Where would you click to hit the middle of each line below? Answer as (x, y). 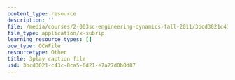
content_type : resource (42, 14)
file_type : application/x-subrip (56, 33)
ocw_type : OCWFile (34, 46)
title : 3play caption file (47, 59)
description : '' (31, 20)
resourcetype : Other (37, 53)
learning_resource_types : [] (50, 40)
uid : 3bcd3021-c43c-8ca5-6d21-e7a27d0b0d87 (72, 65)
